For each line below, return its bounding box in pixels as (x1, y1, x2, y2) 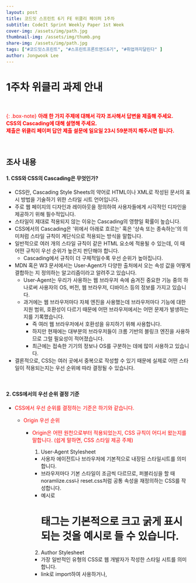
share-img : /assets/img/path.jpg (6, 40, 88, 46)
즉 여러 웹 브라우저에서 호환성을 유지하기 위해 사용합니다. (32, 321, 162, 328)
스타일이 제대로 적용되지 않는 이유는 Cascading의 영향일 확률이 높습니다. (14, 218, 181, 225)
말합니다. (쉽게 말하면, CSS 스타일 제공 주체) (32, 437, 133, 444)
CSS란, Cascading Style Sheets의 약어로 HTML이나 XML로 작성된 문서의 (14, 189, 184, 196)
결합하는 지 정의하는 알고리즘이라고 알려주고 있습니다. (14, 270, 137, 277)
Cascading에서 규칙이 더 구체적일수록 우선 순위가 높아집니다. (23, 255, 163, 262)
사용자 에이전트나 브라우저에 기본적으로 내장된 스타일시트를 (40, 455, 176, 462)
